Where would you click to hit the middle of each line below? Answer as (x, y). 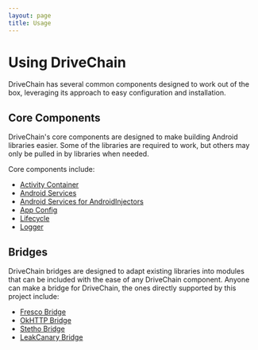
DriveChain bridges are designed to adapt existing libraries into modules (126, 271)
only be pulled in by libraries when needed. (79, 154)
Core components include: (52, 169)
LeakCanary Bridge (51, 337)
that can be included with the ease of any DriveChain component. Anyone (129, 280)
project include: (34, 297)
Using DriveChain (67, 62)
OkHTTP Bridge (45, 321)
